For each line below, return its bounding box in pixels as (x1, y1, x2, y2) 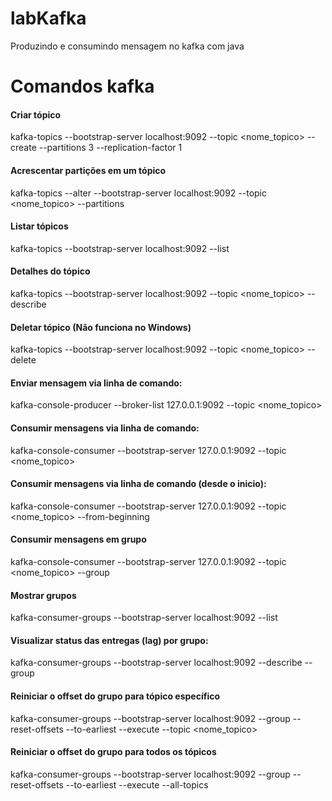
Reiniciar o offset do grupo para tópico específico (10, 690, 221, 702)
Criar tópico (10, 108, 62, 121)
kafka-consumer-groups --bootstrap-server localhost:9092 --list (10, 612, 278, 624)
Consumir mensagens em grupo (10, 533, 147, 546)
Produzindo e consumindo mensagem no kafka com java (10, 40, 245, 52)
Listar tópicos (10, 220, 69, 232)
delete (10, 354, 37, 366)
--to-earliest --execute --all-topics (65, 778, 209, 791)
